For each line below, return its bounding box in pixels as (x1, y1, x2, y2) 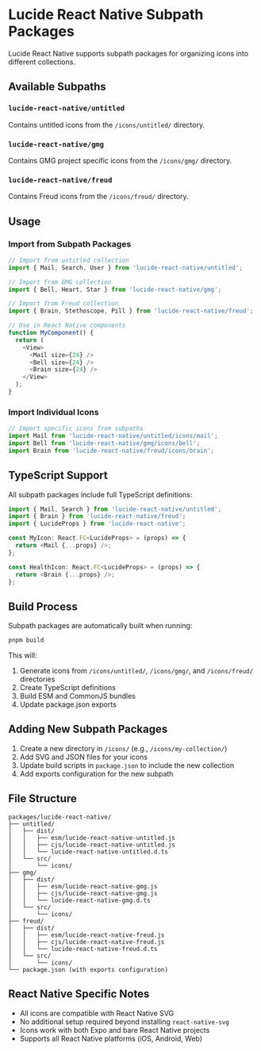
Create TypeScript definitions (19, 683, 117, 692)
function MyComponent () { (8, 329, 94, 337)
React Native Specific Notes (8, 988, 150, 1001)
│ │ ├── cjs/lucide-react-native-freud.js (8, 938, 165, 946)
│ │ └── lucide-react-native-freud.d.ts (8, 945, 158, 953)
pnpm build (8, 636, 44, 644)
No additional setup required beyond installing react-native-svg (19, 1017, 230, 1026)
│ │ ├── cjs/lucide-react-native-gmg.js (8, 889, 158, 897)
